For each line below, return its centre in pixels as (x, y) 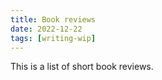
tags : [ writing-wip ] (53, 38)
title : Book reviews (53, 19)
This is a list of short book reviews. (82, 67)
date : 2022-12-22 (46, 29)
